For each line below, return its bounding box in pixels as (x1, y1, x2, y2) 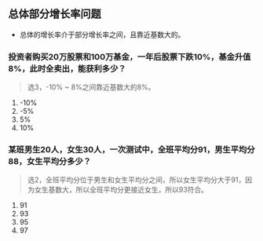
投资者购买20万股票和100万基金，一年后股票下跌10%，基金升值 (8, 51, 251, 62)
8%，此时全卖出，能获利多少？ (8, 63, 126, 74)
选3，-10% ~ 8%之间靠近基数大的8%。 (27, 82, 155, 92)
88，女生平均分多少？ (8, 156, 92, 167)
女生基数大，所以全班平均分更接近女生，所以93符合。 (34, 185, 209, 195)
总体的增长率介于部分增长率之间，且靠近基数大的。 (19, 30, 185, 39)
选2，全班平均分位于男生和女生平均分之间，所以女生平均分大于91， (27, 175, 246, 184)
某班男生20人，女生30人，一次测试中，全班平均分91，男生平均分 (8, 144, 255, 155)
